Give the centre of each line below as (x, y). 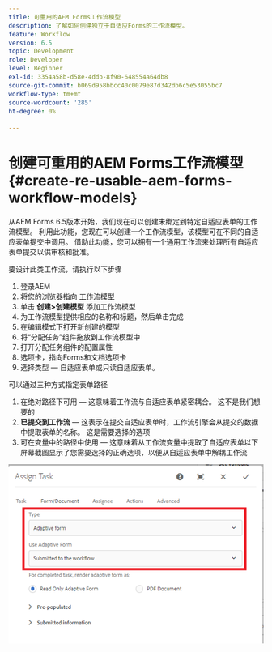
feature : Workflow (39, 34)
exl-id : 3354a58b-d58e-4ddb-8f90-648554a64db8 (88, 77)
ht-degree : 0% (32, 111)
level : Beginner (36, 69)
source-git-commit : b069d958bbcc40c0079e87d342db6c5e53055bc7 (115, 85)
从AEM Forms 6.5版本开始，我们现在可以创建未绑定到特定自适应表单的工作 (133, 222)
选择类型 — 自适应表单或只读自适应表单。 (89, 368)
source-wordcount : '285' (50, 102)
